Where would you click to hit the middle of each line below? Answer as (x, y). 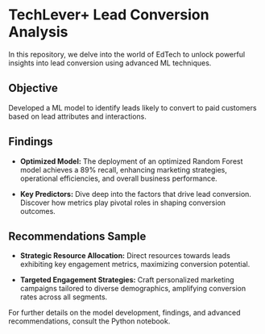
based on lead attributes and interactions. (77, 116)
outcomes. (38, 211)
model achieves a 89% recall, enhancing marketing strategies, (124, 169)
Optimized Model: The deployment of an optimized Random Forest (131, 161)
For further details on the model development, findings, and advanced (124, 313)
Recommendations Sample (77, 236)
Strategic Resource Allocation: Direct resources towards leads (125, 256)
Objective (33, 88)
